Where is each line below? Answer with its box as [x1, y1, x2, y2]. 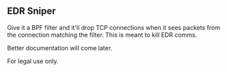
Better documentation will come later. [7, 43, 113, 52]
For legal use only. [7, 57, 59, 65]
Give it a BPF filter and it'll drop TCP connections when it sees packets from [7, 23, 221, 31]
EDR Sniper [7, 5, 56, 17]
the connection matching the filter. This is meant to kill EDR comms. [7, 31, 198, 39]
